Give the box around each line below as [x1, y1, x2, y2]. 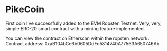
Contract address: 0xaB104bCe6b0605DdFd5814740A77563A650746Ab [5, 40, 160, 46]
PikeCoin [5, 4, 45, 15]
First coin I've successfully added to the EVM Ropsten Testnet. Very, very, [5, 20, 162, 26]
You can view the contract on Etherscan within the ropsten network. [5, 35, 150, 41]
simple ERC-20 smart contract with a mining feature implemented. [5, 25, 145, 31]
